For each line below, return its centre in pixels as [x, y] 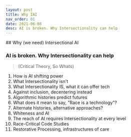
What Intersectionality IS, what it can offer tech [61, 87]
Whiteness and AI [31, 113]
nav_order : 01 [20, 19]
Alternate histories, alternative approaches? [58, 108]
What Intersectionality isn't [40, 81]
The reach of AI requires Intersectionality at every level [69, 118]
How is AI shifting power [38, 76]
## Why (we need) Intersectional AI [42, 42]
